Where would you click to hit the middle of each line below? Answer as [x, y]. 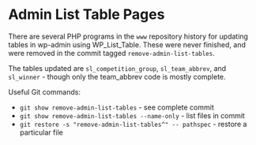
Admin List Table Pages [87, 15]
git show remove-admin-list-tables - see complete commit [117, 107]
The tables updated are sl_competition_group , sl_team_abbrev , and [117, 68]
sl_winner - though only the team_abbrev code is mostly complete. [117, 76]
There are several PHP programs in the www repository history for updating [128, 36]
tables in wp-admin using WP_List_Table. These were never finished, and [127, 44]
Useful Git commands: [45, 91]
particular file [41, 132]
